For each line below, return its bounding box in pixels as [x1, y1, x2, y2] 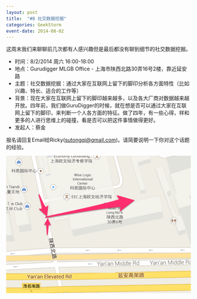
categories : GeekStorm [6, 22, 62, 28]
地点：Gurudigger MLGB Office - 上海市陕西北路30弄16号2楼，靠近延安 [14, 65, 188, 73]
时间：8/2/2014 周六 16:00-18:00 [14, 58, 94, 65]
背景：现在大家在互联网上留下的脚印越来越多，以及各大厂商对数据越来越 [14, 94, 189, 102]
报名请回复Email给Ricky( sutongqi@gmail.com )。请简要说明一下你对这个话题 [6, 137, 190, 144]
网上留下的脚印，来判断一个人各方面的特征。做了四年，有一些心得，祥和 [14, 109, 189, 117]
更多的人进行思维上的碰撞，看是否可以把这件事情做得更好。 [14, 117, 159, 124]
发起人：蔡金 [14, 124, 46, 131]
